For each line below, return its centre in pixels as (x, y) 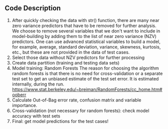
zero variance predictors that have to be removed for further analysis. (84, 25)
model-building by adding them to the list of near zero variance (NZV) (84, 36)
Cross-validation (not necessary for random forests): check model (80, 110)
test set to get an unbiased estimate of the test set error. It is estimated (85, 78)
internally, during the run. (38, 84)
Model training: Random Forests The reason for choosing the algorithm (85, 68)
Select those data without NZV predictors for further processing (78, 57)
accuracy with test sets (36, 116)
